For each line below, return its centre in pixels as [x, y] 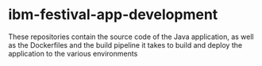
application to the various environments [73, 53]
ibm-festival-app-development [113, 15]
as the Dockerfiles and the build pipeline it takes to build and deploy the [125, 45]
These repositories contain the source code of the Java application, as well [131, 37]
